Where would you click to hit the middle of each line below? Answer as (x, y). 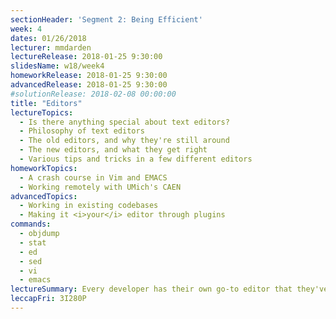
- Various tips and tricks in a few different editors (136, 159)
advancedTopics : (44, 196)
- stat (33, 242)
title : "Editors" (46, 103)
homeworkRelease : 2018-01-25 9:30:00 (89, 76)
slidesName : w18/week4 (57, 66)
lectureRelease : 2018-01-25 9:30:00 (86, 57)
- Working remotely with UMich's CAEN (100, 187)
